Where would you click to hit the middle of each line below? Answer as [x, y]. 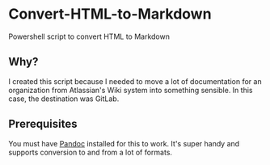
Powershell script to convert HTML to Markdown [89, 36]
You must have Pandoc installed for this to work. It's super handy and [124, 143]
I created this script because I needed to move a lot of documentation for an [135, 81]
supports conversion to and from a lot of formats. [90, 152]
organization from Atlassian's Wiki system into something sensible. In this [131, 90]
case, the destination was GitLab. [64, 99]
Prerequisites [43, 124]
